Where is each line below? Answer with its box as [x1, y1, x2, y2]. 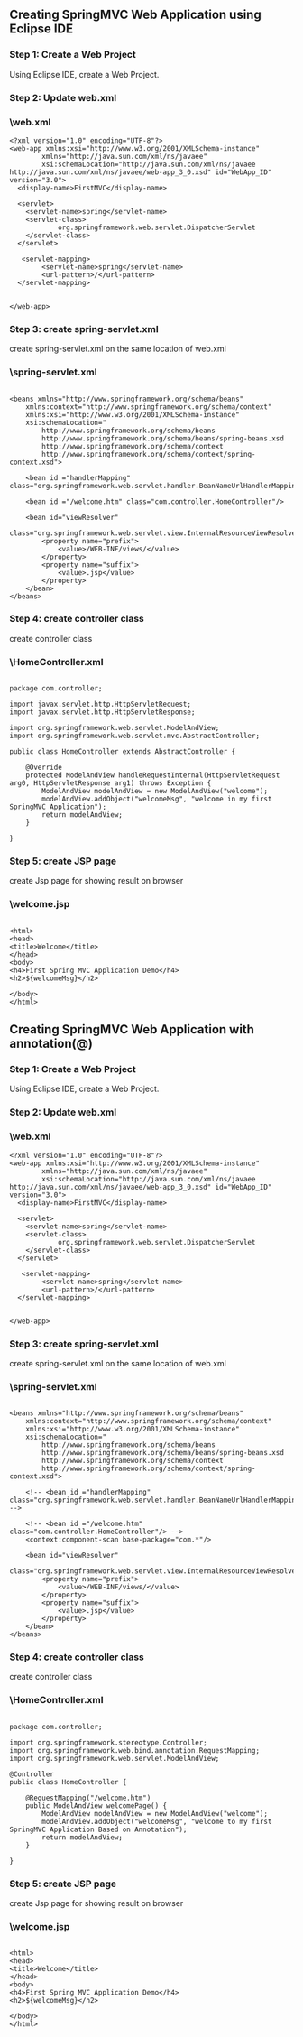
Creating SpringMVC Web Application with [9, 1022, 255, 1037]
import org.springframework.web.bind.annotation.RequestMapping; [9, 1745, 260, 1755]
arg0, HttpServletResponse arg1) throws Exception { [9, 779, 212, 788]
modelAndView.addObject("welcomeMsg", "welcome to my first [41, 1817, 272, 1826]
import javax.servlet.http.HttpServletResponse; [9, 708, 196, 717]
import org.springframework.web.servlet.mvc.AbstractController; [9, 731, 260, 741]
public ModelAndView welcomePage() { [25, 1801, 168, 1810]
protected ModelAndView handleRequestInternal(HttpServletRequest [25, 771, 280, 780]
